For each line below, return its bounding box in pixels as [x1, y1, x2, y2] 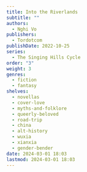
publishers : [6, 32, 37, 38]
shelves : [6, 88, 29, 95]
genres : [6, 71, 26, 77]
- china [12, 123, 32, 129]
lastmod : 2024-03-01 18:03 [6, 156, 75, 162]
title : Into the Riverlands [6, 9, 78, 15]
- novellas [12, 94, 40, 100]
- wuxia [12, 134, 32, 140]
